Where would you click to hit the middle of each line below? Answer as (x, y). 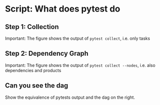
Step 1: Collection (32, 27)
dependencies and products (33, 70)
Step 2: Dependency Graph (47, 53)
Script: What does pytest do (63, 9)
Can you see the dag (37, 86)
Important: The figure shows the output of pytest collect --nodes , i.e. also (80, 65)
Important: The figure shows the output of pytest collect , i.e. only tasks (78, 38)
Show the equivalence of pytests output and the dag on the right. (70, 97)
